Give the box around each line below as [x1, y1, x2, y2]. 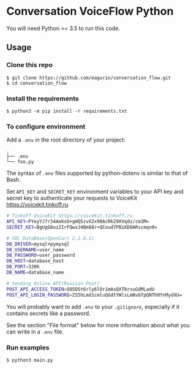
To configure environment [6, 122, 86, 131]
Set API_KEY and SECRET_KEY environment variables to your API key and [6, 188, 184, 196]
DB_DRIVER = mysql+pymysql [6, 241, 70, 247]
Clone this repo [6, 61, 53, 69]
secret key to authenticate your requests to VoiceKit [6, 194, 138, 202]
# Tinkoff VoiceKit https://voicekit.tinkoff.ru [6, 213, 133, 219]
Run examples [6, 343, 50, 352]
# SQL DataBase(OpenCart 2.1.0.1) [6, 235, 95, 242]
